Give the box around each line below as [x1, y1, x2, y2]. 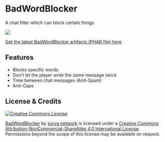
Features [5, 53, 34, 62]
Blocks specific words [12, 66, 59, 73]
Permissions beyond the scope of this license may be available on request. [5, 131, 160, 137]
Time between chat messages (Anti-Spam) [12, 77, 102, 83]
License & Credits [5, 97, 62, 106]
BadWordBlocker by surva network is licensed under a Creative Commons [5, 120, 159, 126]
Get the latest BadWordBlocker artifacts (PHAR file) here [5, 39, 122, 45]
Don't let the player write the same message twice [12, 72, 117, 78]
